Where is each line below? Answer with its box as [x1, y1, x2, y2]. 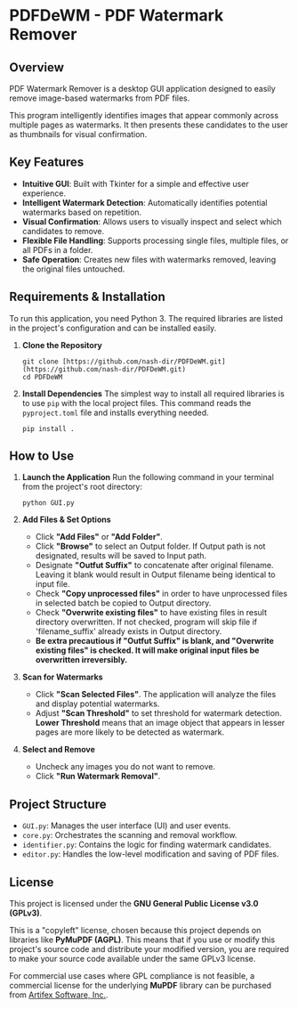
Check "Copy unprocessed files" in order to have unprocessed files [35, 589, 287, 599]
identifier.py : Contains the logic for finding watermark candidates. [21, 839, 272, 850]
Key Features [9, 155, 85, 170]
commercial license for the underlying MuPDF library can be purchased [9, 981, 271, 991]
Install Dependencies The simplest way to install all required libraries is [21, 388, 285, 399]
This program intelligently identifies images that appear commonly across [9, 110, 278, 120]
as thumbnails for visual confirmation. [9, 129, 148, 139]
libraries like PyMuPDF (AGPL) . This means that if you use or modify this [9, 934, 276, 945]
